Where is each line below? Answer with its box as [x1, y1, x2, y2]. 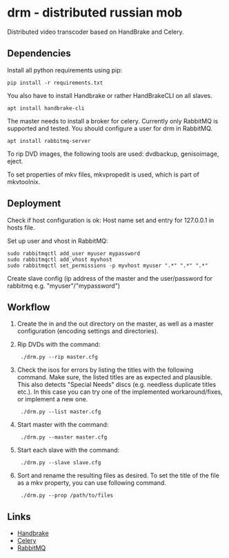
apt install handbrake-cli [7, 105, 85, 112]
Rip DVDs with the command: [17, 340, 101, 349]
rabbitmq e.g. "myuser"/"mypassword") [7, 281, 121, 290]
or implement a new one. [17, 395, 88, 403]
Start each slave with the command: [17, 446, 120, 455]
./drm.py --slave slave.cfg [20, 459, 101, 466]
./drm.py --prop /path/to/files [20, 492, 114, 499]
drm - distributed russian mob [7, 5, 183, 21]
